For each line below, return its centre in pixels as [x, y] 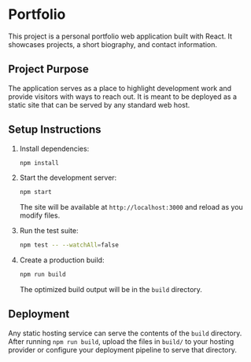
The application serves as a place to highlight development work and [120, 88]
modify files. [40, 216]
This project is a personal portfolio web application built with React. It [120, 36]
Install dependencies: [54, 148]
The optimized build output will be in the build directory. [111, 290]
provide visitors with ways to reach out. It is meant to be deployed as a [123, 97]
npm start [36, 192]
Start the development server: [68, 177]
